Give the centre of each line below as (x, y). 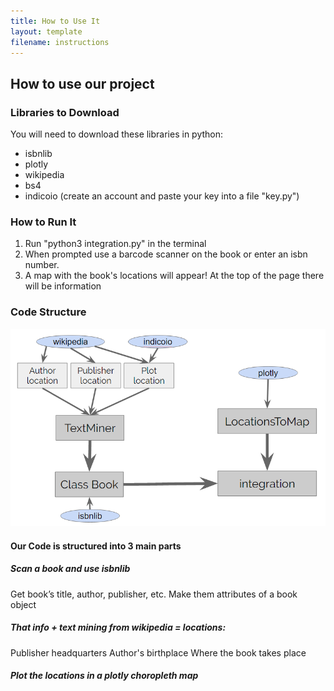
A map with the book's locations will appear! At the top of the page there (174, 276)
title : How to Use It (55, 21)
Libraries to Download (65, 112)
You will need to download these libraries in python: (117, 134)
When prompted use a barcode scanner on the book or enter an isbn (166, 254)
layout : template (46, 31)
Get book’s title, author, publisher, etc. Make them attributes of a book (154, 594)
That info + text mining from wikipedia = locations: (118, 627)
